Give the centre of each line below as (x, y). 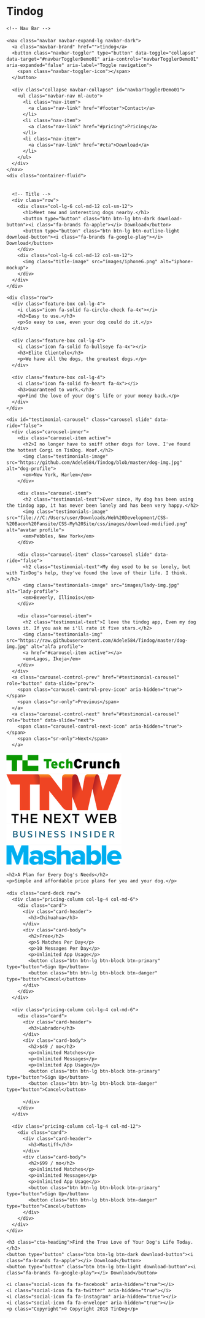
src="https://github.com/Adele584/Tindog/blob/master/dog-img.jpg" (95, 462)
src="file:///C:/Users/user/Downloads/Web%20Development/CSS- (87, 518)
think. (180, 573)
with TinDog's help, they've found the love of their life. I (87, 573)
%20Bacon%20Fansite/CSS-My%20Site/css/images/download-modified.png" (97, 524)
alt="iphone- (176, 261)
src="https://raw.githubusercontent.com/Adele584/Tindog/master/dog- (97, 640)
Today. (185, 1242)
